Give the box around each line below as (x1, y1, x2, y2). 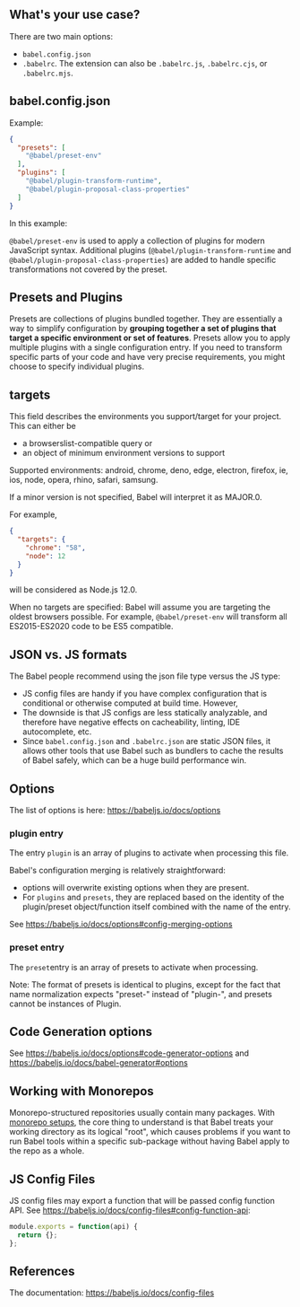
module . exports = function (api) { (9, 1223, 139, 1232)
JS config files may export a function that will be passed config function (9, 1196, 276, 1206)
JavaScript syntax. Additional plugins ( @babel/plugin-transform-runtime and (9, 244, 292, 255)
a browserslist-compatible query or (21, 438, 153, 449)
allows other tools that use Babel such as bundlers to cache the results (21, 745, 284, 757)
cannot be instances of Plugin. (9, 998, 122, 1009)
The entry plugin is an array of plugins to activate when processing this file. (9, 847, 289, 858)
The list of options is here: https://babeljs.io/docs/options (9, 805, 221, 815)
